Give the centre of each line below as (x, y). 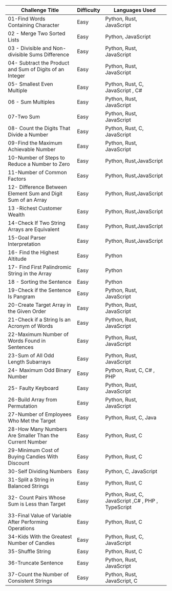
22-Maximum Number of (38, 334)
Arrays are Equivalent (34, 229)
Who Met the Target (32, 421)
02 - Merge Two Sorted (37, 34)
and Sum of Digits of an (36, 69)
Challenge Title (40, 10)
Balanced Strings (28, 486)
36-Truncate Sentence (36, 563)
